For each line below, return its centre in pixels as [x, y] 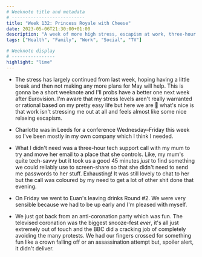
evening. [26, 186]
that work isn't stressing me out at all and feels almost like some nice [101, 111]
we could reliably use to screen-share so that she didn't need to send [102, 167]
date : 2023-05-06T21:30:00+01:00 [48, 29]
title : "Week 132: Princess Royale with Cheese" [69, 23]
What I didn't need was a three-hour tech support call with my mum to [103, 148]
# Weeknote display [31, 51]
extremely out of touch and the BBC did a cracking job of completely [100, 229]
